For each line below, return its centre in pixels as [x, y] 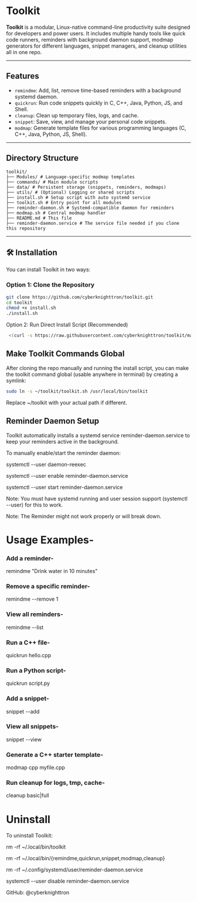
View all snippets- [33, 727]
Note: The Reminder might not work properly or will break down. [84, 516]
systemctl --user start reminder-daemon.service [64, 487]
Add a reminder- [30, 558]
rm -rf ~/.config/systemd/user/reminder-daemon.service [75, 870]
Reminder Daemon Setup [53, 421]
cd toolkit [19, 302]
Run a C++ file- [28, 643]
